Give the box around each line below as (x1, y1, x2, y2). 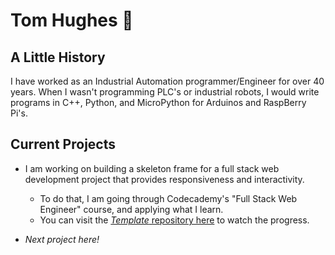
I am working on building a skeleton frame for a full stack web (24, 162, 280, 174)
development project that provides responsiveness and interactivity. (24, 173, 305, 185)
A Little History (10, 49, 106, 66)
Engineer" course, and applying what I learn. (39, 203, 224, 215)
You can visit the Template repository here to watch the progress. (39, 214, 310, 226)
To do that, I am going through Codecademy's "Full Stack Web (39, 192, 298, 204)
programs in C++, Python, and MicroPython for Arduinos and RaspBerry (10, 97, 307, 108)
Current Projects (10, 136, 116, 153)
